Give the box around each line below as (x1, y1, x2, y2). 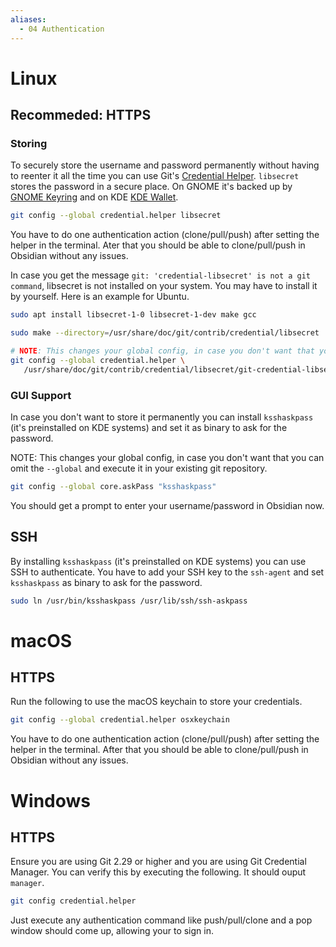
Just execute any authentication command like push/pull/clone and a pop (10, 914, 313, 926)
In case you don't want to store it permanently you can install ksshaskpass (10, 411, 314, 423)
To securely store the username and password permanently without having (10, 159, 320, 171)
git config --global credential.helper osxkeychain (10, 715, 230, 725)
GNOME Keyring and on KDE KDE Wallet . (10, 191, 179, 203)
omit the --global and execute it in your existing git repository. (10, 462, 268, 474)
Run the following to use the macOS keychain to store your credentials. (10, 696, 303, 708)
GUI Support (10, 388, 72, 402)
